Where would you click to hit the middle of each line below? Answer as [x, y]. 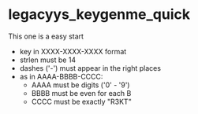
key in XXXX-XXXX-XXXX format [73, 51]
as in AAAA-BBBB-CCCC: [61, 76]
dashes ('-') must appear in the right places [90, 68]
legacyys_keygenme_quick [99, 15]
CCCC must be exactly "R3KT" [81, 101]
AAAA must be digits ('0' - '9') [80, 85]
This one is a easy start [46, 36]
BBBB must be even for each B [81, 93]
